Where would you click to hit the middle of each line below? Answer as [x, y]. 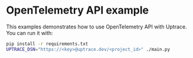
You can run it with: [30, 33]
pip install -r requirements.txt [47, 44]
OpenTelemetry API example [78, 10]
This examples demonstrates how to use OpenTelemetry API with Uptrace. [97, 27]
